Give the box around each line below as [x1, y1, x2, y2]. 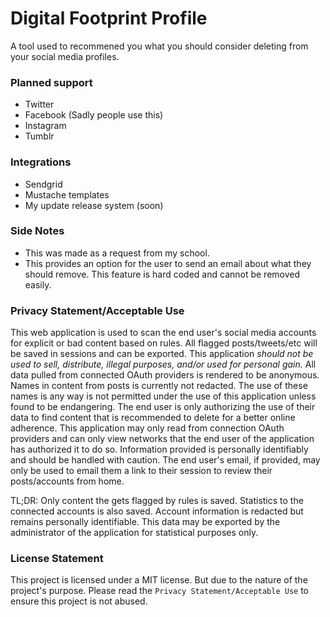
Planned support [10, 75, 93, 89]
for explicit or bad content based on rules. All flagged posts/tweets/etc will [10, 337, 318, 349]
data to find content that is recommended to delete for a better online [10, 412, 296, 424]
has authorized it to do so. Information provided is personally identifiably [10, 443, 309, 456]
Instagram [24, 120, 67, 132]
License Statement [10, 552, 104, 566]
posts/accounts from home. [10, 475, 125, 487]
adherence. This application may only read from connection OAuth [10, 422, 285, 434]
